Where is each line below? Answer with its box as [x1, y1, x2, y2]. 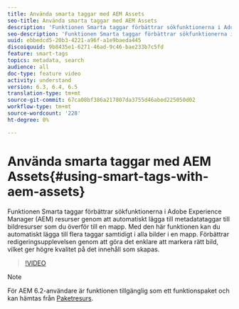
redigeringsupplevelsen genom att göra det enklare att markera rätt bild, [7, 237, 219, 246]
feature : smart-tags [7, 51, 69, 58]
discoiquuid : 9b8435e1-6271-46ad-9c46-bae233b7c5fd [7, 43, 164, 51]
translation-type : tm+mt [7, 90, 81, 97]
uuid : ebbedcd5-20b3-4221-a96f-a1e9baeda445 [7, 37, 142, 44]
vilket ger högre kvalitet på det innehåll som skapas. [7, 245, 160, 253]
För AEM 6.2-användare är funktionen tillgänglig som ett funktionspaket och [7, 286, 230, 295]
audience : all [7, 63, 50, 70]
